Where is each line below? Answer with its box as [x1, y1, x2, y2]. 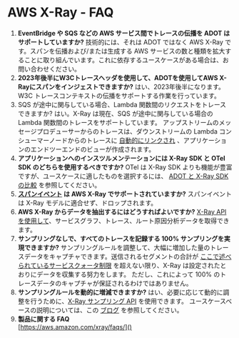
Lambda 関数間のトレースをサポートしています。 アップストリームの [17, 118, 219, 126]
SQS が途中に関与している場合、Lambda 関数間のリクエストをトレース [17, 100, 227, 109]
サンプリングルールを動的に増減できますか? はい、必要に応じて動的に [17, 287, 223, 297]
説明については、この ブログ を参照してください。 [36, 305, 183, 314]
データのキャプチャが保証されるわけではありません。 [36, 279, 193, 287]
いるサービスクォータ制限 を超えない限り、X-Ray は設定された [36, 261, 220, 269]
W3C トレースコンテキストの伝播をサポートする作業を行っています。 [17, 91, 221, 100]
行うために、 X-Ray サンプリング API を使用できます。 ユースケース [30, 297, 226, 305]
